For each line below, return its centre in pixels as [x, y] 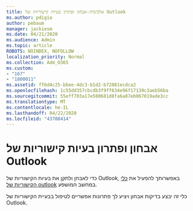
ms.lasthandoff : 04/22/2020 [42, 113]
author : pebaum [25, 23]
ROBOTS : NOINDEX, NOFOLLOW [40, 51]
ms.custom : [20, 68]
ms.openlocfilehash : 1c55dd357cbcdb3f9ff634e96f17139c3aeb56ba [87, 91]
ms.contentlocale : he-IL [37, 107]
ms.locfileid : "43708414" [39, 118]
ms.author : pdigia [29, 18]
